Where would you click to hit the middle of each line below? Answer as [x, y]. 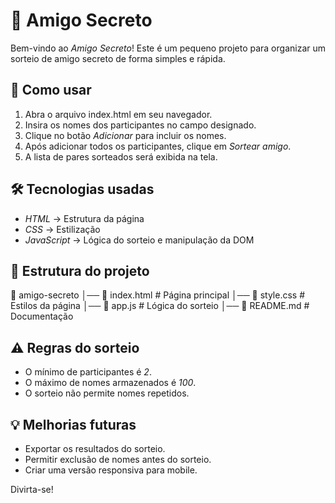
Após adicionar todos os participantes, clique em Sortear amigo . [158, 146]
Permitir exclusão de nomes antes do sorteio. [118, 459]
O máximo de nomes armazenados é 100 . [110, 383]
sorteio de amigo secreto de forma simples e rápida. [118, 58]
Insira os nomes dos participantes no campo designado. [140, 125]
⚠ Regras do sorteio [75, 347]
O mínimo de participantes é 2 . [88, 372]
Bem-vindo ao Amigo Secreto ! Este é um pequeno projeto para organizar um [168, 48]
